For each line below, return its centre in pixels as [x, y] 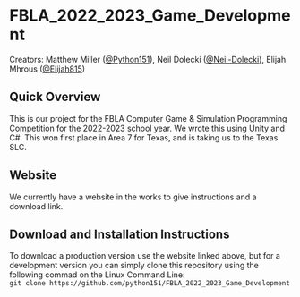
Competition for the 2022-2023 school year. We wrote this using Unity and [147, 128]
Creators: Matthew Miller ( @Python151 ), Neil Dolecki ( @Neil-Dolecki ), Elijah [148, 59]
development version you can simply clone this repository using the [134, 266]
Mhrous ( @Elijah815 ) [47, 69]
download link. [36, 206]
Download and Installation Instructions [120, 234]
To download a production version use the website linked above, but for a [145, 256]
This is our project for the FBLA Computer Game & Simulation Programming [148, 118]
